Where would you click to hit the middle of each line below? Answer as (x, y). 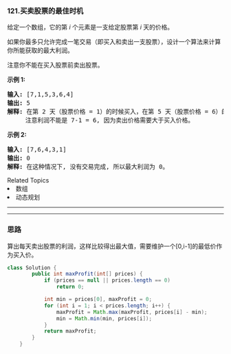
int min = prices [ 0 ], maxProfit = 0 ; (98, 300)
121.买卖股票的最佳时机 (45, 10)
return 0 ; (70, 287)
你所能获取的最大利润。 (40, 50)
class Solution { (32, 268)
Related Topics (28, 180)
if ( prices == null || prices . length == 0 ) (107, 280)
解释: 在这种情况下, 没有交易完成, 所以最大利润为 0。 (88, 167)
